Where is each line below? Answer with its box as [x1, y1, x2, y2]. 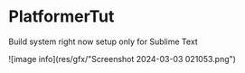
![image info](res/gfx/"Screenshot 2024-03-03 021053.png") [8, 53, 237, 64]
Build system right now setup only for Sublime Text [8, 36, 198, 47]
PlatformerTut [8, 6, 115, 27]
